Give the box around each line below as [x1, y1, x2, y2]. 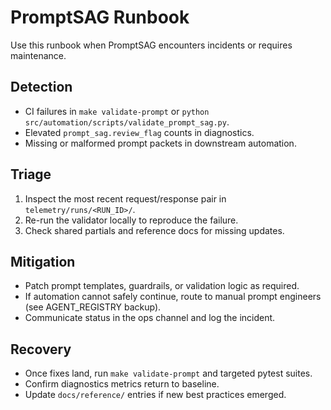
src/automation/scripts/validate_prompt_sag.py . [24, 116, 230, 128]
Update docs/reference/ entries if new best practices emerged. [24, 389, 287, 401]
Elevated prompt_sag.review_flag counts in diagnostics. [24, 126, 255, 138]
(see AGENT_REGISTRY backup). [24, 301, 162, 313]
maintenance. [10, 49, 67, 61]
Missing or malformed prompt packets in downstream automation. [24, 137, 297, 149]
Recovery [10, 341, 72, 358]
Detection [10, 79, 73, 96]
